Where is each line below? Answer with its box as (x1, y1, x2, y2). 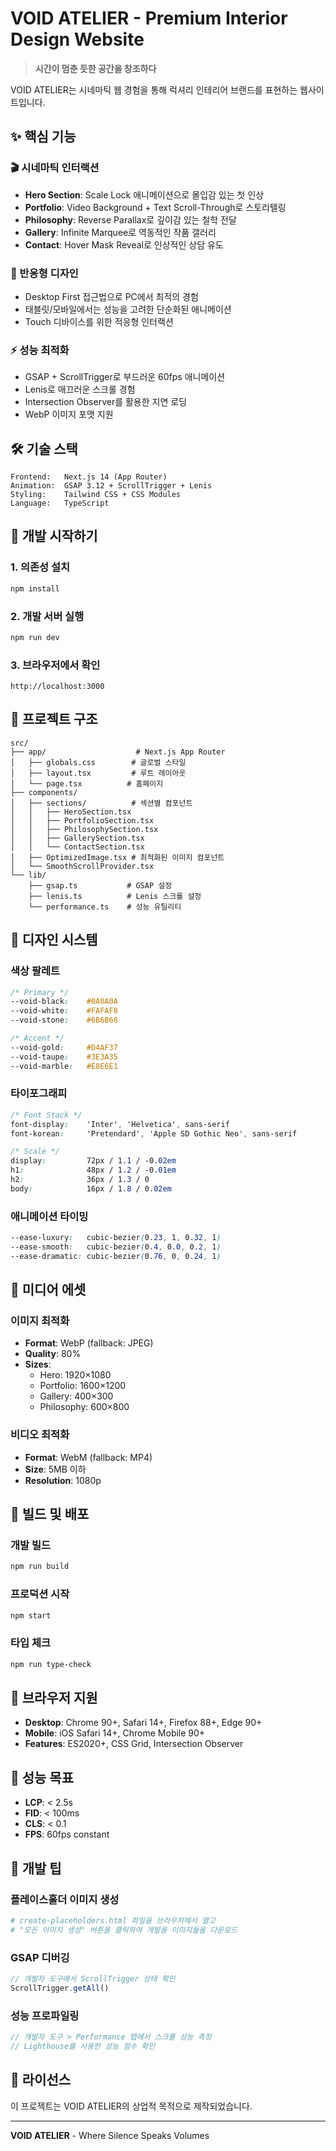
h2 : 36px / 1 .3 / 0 (10, 1175, 150, 1185)
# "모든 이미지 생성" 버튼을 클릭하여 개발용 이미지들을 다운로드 (10, 1925, 238, 1935)
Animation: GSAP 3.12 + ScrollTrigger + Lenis (10, 481, 213, 491)
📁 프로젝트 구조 (10, 711, 98, 728)
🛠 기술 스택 (10, 440, 78, 457)
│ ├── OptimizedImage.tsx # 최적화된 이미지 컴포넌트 (10, 852, 225, 862)
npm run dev (10, 632, 60, 642)
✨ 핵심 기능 (10, 128, 77, 146)
